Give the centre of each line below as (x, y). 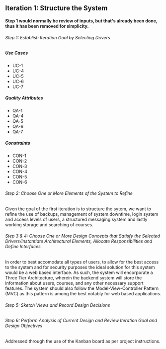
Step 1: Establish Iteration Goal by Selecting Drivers (58, 37)
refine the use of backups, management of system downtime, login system (82, 214)
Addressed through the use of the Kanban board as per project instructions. (83, 341)
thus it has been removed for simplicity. (47, 26)
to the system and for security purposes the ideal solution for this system (80, 267)
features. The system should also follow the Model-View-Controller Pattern (82, 288)
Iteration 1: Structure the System (56, 8)
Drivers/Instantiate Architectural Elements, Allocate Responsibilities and (79, 241)
